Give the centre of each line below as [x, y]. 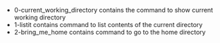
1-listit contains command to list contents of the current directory [108, 25]
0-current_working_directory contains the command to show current [114, 10]
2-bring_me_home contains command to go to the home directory [110, 32]
